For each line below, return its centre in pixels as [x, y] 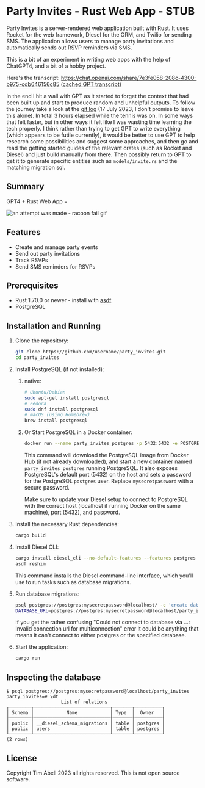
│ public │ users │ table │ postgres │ [86, 729]
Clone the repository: [42, 341]
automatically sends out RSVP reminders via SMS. [69, 48]
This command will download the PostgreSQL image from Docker [106, 455]
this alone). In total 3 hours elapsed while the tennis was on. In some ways [100, 115]
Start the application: [41, 647]
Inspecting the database [54, 677]
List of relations [84, 702]
